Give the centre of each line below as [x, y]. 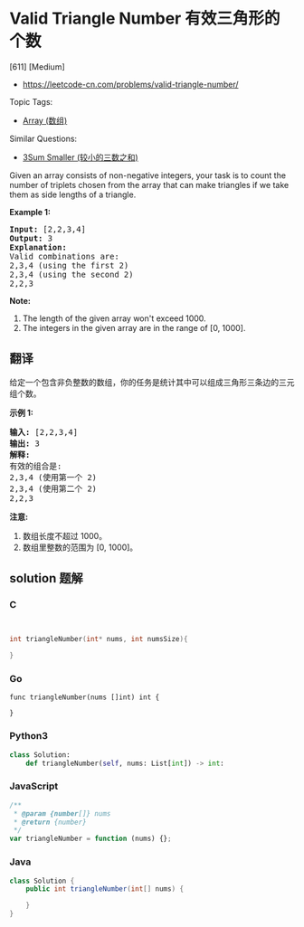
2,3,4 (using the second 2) [71, 274]
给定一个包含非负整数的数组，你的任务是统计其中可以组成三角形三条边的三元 [152, 382]
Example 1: [30, 212]
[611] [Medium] [37, 66]
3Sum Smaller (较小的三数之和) [80, 157]
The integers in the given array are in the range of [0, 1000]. [134, 327]
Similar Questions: [43, 138]
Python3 [28, 736]
